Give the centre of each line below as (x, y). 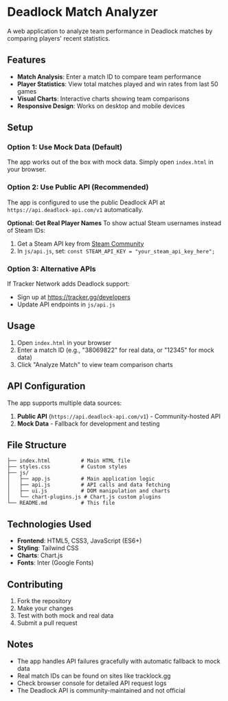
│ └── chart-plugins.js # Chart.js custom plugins (84, 497)
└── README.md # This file (61, 503)
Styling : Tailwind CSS (48, 548)
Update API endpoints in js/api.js (66, 304)
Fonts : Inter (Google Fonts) (55, 563)
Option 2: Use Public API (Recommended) (78, 187)
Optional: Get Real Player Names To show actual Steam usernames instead (114, 223)
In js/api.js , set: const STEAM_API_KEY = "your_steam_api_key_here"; (116, 251)
